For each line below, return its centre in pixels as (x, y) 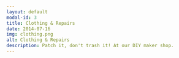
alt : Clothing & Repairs (38, 40)
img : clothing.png (30, 34)
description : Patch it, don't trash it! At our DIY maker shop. (90, 46)
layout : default (27, 12)
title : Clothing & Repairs (41, 23)
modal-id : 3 (21, 18)
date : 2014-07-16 (29, 29)
